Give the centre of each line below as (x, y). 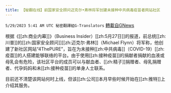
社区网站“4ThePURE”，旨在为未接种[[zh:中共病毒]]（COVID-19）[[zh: (92, 49)
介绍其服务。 (19, 85)
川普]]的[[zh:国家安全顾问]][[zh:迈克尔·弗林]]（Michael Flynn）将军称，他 (82, 42)
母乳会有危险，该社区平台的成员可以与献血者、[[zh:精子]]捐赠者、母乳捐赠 (83, 61)
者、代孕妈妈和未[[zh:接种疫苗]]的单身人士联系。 (57, 68)
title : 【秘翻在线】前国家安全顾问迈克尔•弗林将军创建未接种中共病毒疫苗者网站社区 (83, 10)
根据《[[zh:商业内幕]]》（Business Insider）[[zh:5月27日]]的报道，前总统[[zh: (86, 36)
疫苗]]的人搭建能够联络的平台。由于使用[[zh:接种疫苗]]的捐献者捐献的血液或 (85, 55)
